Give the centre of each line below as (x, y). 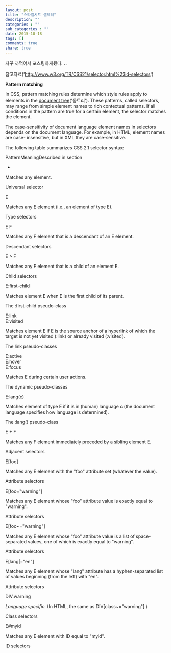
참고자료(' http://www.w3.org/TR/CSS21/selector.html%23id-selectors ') (79, 74)
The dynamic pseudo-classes (36, 386)
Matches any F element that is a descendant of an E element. (70, 236)
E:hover (13, 361)
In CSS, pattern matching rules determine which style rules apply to (76, 94)
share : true (18, 48)
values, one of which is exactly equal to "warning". (81, 541)
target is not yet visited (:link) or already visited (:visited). (65, 336)
